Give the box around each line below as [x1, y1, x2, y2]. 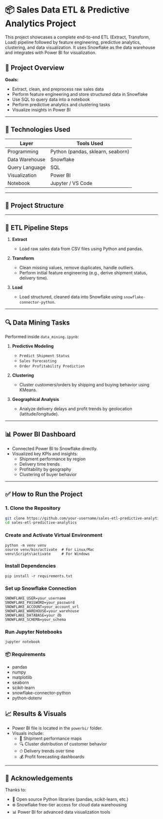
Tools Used [77, 140, 103, 146]
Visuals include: [12, 730, 44, 736]
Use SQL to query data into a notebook [12, 96, 90, 102]
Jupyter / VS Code [50, 180, 93, 186]
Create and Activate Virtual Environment [5, 532, 103, 539]
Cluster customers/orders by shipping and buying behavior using [19, 382, 149, 387]
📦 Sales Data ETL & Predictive [5, 4, 130, 16]
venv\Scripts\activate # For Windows [5, 551, 90, 556]
